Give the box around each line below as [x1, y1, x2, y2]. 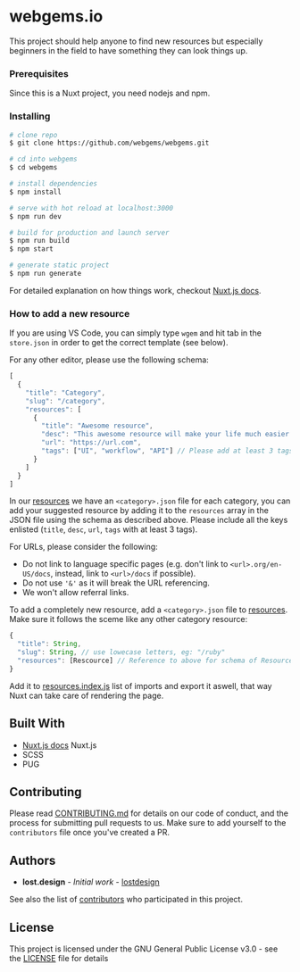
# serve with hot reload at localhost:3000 [9, 204, 174, 212]
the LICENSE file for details [9, 953, 109, 964]
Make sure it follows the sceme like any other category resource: [9, 614, 248, 625]
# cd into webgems [9, 154, 78, 164]
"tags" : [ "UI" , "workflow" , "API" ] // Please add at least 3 [41, 446, 274, 456]
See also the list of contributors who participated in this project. [9, 894, 244, 905]
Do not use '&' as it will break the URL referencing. [21, 577, 210, 588]
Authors [9, 852, 56, 868]
